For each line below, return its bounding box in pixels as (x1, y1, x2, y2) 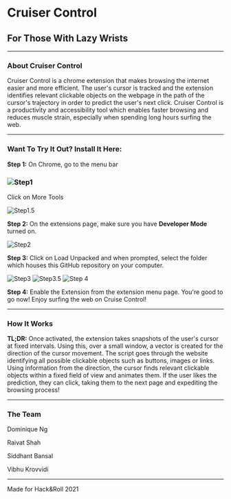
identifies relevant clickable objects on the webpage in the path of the (7, 91, 205, 99)
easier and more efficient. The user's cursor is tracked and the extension (7, 84, 214, 92)
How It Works (7, 319, 54, 329)
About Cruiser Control (7, 61, 82, 70)
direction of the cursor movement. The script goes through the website (7, 349, 208, 358)
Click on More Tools (7, 193, 64, 201)
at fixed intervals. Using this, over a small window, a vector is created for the (7, 342, 223, 350)
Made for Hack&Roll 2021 (7, 485, 79, 493)
